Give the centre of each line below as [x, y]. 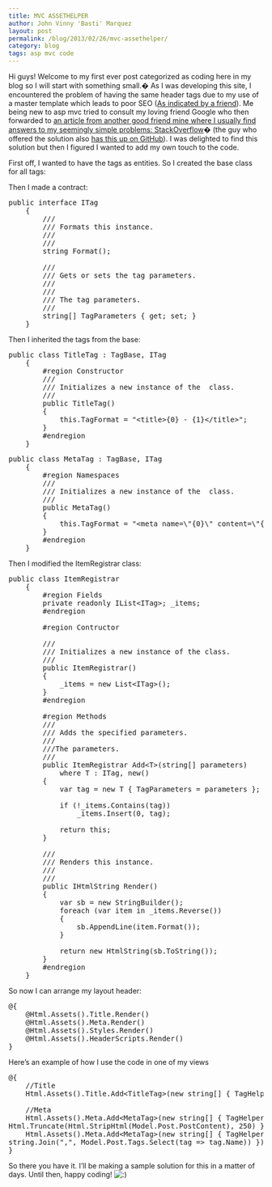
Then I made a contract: [48, 187]
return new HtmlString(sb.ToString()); [139, 951]
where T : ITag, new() [104, 773]
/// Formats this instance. [98, 227]
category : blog [34, 46]
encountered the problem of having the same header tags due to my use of [134, 95]
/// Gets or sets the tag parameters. [119, 276]
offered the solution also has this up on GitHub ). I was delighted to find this [133, 139]
